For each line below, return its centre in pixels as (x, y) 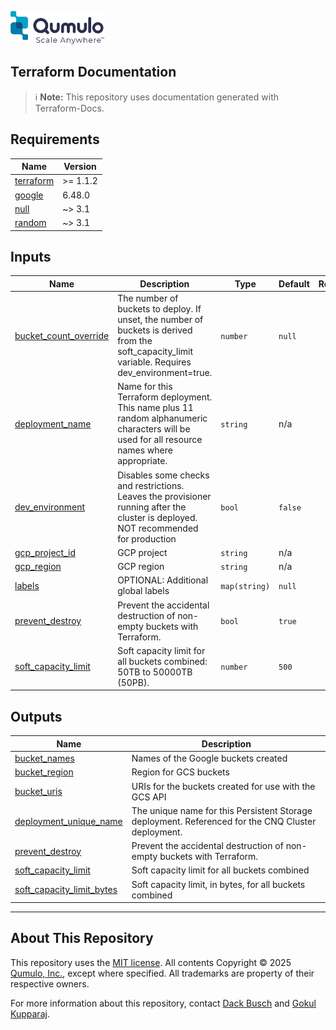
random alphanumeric (162, 418)
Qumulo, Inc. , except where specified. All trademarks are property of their (162, 973)
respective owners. (50, 983)
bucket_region (44, 772)
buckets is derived (155, 330)
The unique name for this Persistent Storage (222, 810)
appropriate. (142, 461)
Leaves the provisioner (164, 496)
